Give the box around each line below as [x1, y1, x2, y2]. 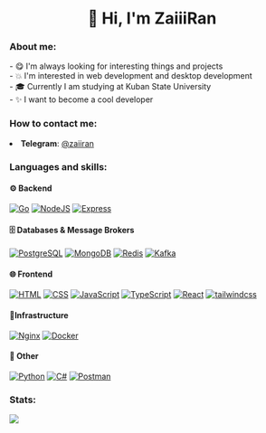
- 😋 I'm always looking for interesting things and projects [9, 61, 223, 71]
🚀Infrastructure [9, 309, 70, 320]
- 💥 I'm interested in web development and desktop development [9, 71, 253, 81]
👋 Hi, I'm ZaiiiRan [87, 8, 217, 29]
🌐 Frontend [9, 268, 52, 279]
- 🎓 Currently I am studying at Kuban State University [9, 81, 212, 92]
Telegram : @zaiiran [21, 137, 95, 148]
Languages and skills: [9, 160, 108, 173]
